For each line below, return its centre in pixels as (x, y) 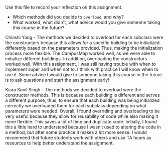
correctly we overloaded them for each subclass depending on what (76, 106)
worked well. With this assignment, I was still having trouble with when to (81, 64)
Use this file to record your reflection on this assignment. (64, 7)
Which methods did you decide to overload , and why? (68, 17)
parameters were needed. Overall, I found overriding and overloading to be (82, 111)
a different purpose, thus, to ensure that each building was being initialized (82, 100)
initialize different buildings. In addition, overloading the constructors (76, 59)
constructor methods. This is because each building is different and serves (82, 95)
